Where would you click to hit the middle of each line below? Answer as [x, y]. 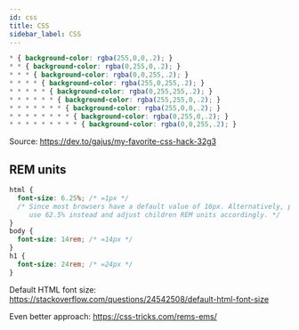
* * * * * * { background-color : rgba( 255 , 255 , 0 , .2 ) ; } [115, 100]
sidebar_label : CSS [45, 34]
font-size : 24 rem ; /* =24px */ [75, 264]
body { [21, 231]
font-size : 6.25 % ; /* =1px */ [73, 198]
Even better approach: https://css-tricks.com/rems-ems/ [113, 316]
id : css [24, 17]
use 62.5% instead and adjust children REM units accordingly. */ [154, 214]
